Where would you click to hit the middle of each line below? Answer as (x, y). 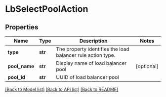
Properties (22, 27)
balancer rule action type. (86, 55)
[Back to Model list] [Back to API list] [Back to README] (62, 89)
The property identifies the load (93, 49)
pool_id (17, 77)
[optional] (147, 66)
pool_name (21, 66)
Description (93, 41)
